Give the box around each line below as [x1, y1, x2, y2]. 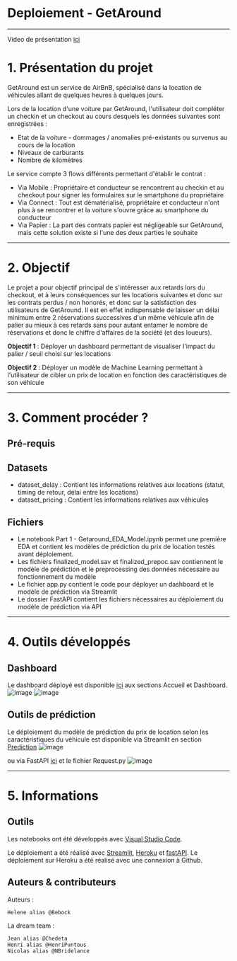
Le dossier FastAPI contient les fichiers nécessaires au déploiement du [17, 595, 224, 604]
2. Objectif [7, 260, 71, 276]
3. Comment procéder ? [7, 410, 149, 425]
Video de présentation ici [7, 35, 80, 43]
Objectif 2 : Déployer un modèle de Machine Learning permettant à [7, 363, 203, 372]
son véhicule [7, 378, 44, 386]
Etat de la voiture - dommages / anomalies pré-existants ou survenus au [17, 133, 228, 142]
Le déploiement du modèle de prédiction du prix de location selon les [7, 727, 209, 736]
